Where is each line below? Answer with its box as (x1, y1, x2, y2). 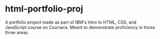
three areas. (5, 29, 29, 35)
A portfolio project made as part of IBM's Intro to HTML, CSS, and (5, 19, 137, 25)
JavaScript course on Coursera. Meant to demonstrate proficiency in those (5, 24, 156, 30)
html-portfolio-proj (5, 3, 84, 14)
